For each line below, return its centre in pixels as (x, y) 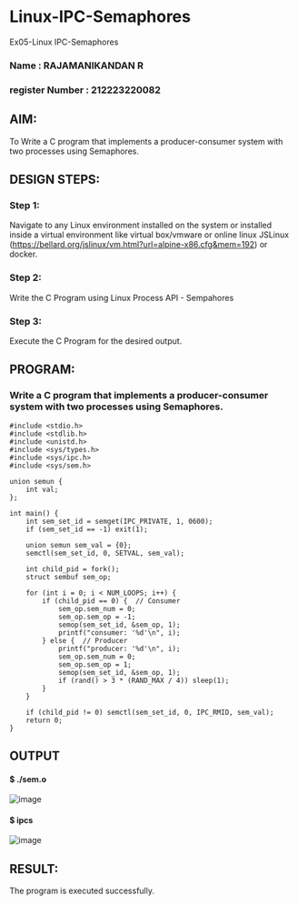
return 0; (45, 720)
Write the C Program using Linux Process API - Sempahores (122, 297)
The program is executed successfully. (82, 891)
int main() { (34, 513)
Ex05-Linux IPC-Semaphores (64, 42)
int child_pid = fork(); (73, 569)
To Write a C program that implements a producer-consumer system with (146, 141)
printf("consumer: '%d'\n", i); (119, 633)
